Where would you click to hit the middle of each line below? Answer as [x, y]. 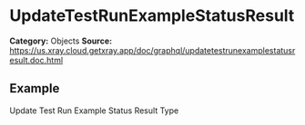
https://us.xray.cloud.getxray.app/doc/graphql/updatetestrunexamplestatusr [152, 50]
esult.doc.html [36, 60]
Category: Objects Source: [61, 41]
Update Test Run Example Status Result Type [94, 111]
